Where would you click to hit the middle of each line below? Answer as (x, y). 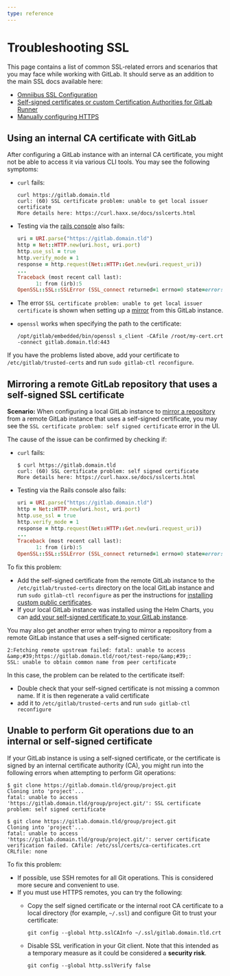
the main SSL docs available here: (55, 81)
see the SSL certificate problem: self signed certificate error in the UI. (114, 426)
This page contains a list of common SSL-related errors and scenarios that (112, 67)
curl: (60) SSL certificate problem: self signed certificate (108, 471)
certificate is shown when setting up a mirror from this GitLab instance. (120, 310)
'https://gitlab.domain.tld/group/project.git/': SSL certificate (104, 803)
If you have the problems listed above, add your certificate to (93, 355)
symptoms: (23, 169)
